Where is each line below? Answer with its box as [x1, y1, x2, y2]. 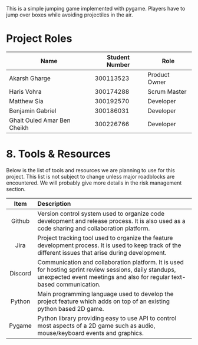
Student [107, 53, 130, 61]
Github [11, 216, 30, 225]
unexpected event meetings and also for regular [37, 272, 170, 281]
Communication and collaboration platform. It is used [37, 258, 184, 266]
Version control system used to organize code [37, 209, 165, 218]
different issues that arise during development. [37, 248, 167, 257]
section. [6, 185, 26, 192]
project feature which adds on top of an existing [37, 297, 170, 305]
